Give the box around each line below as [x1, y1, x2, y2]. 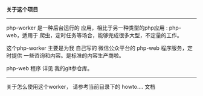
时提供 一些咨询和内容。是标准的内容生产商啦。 [6, 52, 124, 59]
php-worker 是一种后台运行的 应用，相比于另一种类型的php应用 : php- [6, 24, 181, 31]
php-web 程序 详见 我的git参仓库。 [6, 65, 93, 71]
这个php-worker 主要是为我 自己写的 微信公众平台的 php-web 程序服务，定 [6, 44, 193, 52]
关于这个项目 [6, 6, 38, 13]
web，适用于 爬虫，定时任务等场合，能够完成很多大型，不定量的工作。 [6, 32, 182, 38]
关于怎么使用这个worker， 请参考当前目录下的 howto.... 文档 [6, 83, 156, 90]
